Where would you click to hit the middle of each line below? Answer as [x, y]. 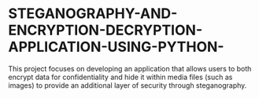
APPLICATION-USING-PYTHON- [116, 47]
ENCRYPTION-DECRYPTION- [105, 30]
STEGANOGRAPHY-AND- [93, 14]
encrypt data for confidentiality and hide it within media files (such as [120, 77]
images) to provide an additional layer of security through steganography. [128, 85]
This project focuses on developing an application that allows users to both [130, 68]
